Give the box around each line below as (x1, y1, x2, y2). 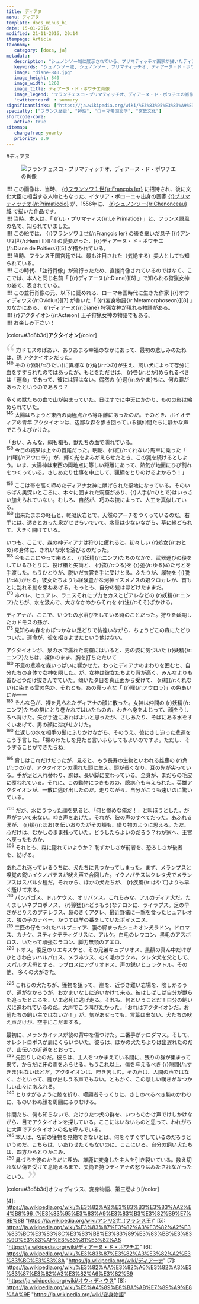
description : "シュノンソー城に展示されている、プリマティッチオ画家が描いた (14, 58, 184, 64)
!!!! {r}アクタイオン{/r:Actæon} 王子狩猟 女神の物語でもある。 (6, 311, 154, 318)
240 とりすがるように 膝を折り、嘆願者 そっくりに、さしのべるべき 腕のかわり (6, 1090, 192, 1098)
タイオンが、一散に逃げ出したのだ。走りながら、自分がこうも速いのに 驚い (11, 786, 192, 793)
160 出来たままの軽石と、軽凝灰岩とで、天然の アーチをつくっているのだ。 (6, 510, 185, 519)
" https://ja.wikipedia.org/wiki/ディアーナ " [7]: (66, 1257, 176, 1264)
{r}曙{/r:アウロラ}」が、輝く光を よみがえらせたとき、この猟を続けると (6, 453, 178, 461)
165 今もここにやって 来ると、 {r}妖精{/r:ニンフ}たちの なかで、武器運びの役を (6, 553, 192, 561)
